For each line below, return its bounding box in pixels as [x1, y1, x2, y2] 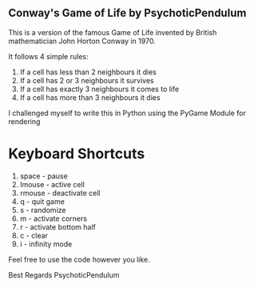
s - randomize [19, 205, 66, 214]
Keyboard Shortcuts [8, 145, 145, 162]
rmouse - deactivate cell [19, 188, 101, 198]
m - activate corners [19, 214, 88, 223]
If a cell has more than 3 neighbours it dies [19, 92, 161, 102]
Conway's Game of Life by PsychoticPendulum [8, 6, 247, 20]
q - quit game [19, 196, 65, 206]
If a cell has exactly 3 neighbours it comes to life [19, 84, 180, 94]
